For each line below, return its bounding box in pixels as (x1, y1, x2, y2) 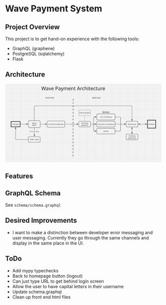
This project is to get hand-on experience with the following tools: (5, 36, 140, 42)
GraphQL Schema (5, 189, 61, 197)
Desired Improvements (5, 216, 77, 225)
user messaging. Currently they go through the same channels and (12, 235, 149, 241)
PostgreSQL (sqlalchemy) (12, 51, 65, 57)
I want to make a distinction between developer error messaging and (12, 229, 153, 236)
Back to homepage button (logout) (12, 273, 83, 279)
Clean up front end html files (12, 294, 71, 300)
